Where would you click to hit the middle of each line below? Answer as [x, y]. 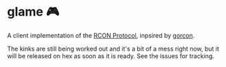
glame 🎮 [33, 12]
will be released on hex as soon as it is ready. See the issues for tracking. [111, 56]
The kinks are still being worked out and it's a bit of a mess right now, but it [113, 49]
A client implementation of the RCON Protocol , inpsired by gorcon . [101, 35]
